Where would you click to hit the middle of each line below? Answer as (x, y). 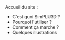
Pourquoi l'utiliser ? (32, 22)
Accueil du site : (22, 7)
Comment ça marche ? (35, 27)
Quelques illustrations (34, 32)
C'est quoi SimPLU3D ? (36, 17)
